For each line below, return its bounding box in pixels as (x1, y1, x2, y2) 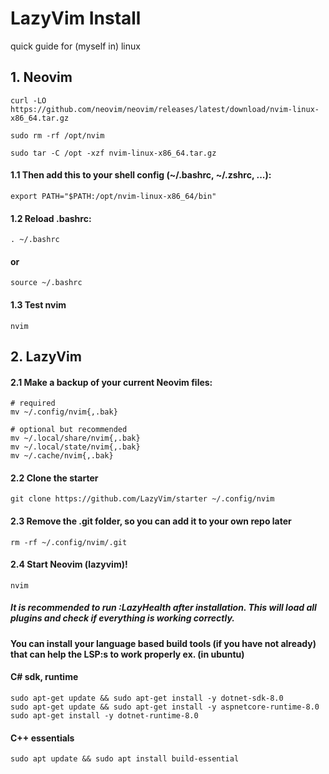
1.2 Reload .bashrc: (10, 212, 92, 224)
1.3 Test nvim (10, 298, 67, 311)
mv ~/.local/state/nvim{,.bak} (10, 442, 141, 452)
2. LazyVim (10, 348, 82, 365)
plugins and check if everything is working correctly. (10, 612, 235, 624)
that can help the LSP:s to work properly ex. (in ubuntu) (10, 648, 245, 660)
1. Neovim (10, 69, 73, 86)
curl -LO (10, 95, 47, 106)
